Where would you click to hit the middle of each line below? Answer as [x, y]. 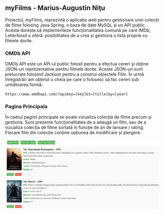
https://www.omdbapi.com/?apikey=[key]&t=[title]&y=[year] [67, 94]
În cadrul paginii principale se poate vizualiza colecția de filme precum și [78, 117]
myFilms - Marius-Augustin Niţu [55, 8]
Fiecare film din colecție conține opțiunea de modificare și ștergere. [73, 133]
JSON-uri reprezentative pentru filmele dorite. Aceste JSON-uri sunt [74, 69]
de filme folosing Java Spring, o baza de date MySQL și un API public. [75, 25]
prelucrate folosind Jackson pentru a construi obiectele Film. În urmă [75, 74]
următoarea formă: [24, 85]
